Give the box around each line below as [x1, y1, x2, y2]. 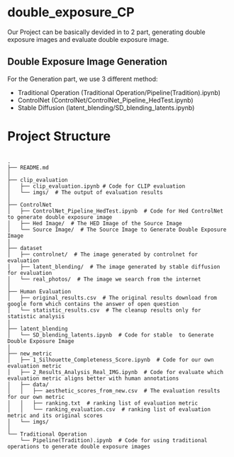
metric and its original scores [7, 412, 103, 419]
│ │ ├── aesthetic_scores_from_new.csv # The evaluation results [7, 387, 221, 394]
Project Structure [7, 128, 111, 144]
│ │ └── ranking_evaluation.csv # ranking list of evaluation [7, 405, 211, 413]
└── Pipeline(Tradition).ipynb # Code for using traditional [20, 436, 208, 444]
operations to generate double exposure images [7, 443, 151, 450]
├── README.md [7, 164, 50, 171]
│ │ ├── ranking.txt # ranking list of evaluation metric [7, 400, 199, 407]
